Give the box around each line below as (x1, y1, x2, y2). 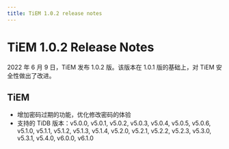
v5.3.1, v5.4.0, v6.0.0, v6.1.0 (16, 134, 94, 142)
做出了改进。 (18, 71, 55, 79)
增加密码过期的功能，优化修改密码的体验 (16, 111, 131, 119)
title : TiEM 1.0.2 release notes (7, 10, 103, 17)
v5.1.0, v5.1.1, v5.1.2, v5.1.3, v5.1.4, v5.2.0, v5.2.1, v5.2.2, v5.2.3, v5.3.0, (16, 127, 212, 135)
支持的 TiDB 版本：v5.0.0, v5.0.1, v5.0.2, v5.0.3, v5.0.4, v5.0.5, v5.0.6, (16, 119, 211, 127)
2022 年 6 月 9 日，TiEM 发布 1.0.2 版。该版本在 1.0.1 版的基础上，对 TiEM (7, 63, 215, 71)
